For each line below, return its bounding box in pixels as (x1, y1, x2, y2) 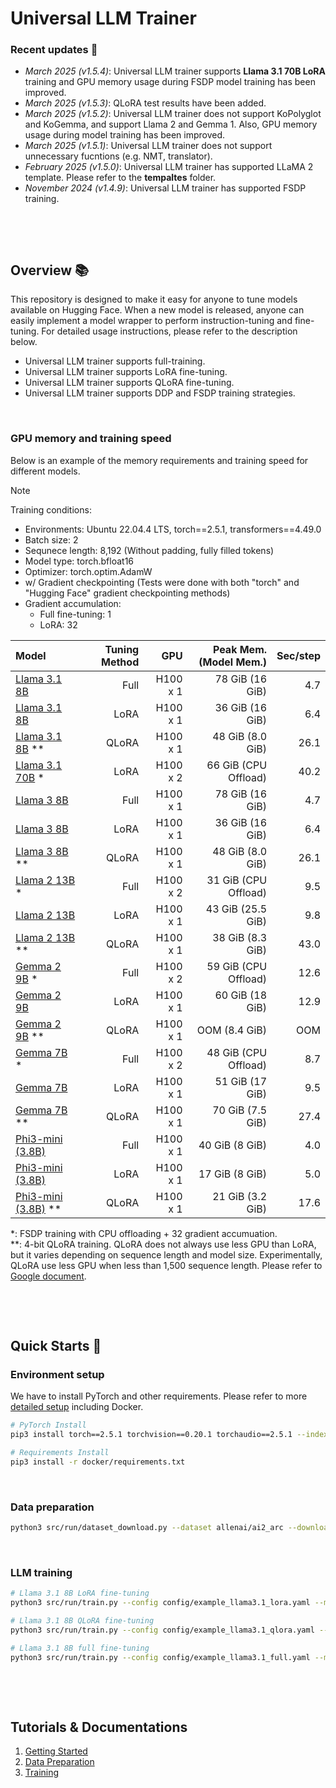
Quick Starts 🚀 (10, 1337, 102, 1354)
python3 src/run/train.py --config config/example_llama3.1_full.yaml (10, 1652, 311, 1662)
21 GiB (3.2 (212, 1189, 268, 1203)
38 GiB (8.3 (212, 930, 268, 944)
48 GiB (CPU (206, 1045, 268, 1059)
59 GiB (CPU (206, 959, 268, 973)
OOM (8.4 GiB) (196, 1023, 268, 1037)
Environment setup (10, 1367, 105, 1381)
